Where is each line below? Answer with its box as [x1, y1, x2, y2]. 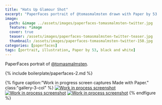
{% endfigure [129, 90, 156, 96]
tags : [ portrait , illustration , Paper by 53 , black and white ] [5, 47, 136, 52]
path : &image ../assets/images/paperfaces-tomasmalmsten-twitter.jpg [9, 20, 153, 26]
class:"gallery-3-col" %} [5, 85, 54, 90]
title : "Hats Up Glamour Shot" [5, 7, 68, 12]
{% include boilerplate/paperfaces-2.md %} [5, 70, 93, 76]
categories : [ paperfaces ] [5, 43, 57, 48]
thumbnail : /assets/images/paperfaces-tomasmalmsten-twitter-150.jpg [9, 39, 153, 44]
